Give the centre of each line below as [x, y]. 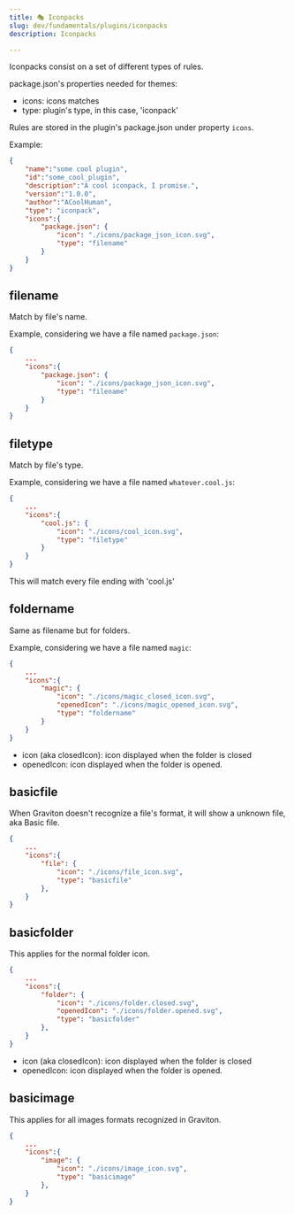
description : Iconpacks [53, 34]
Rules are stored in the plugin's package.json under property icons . [132, 128]
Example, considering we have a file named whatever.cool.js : [122, 483]
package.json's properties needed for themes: [94, 84]
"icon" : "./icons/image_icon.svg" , [122, 1169]
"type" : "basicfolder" [98, 1019]
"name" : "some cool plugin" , [76, 169]
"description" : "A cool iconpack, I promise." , [112, 186]
